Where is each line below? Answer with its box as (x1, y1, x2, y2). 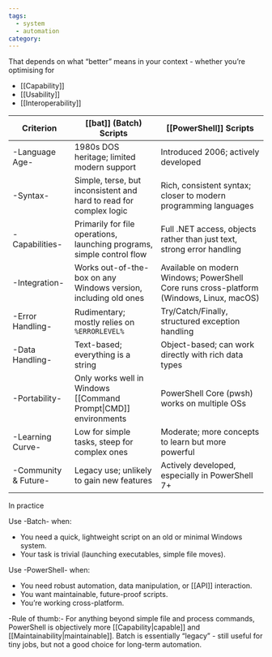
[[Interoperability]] (19, 98, 82, 108)
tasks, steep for (74, 436, 134, 448)
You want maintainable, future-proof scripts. (19, 590, 168, 599)
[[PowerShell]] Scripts (166, 122, 254, 134)
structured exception (160, 316, 240, 327)
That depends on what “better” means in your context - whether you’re (8, 57, 245, 67)
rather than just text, (160, 234, 237, 245)
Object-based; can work (160, 339, 255, 350)
